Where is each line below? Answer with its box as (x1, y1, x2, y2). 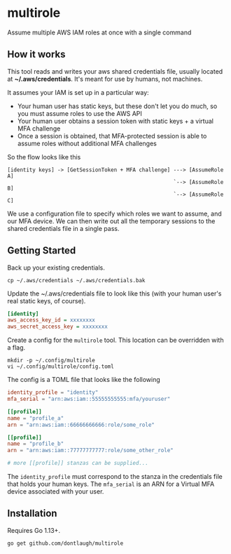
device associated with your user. (7, 487, 104, 496)
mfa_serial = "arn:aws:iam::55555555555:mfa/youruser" (7, 395, 171, 403)
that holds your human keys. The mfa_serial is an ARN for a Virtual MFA (7, 480, 215, 489)
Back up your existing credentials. (7, 263, 105, 272)
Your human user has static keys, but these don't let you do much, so (17, 102, 218, 110)
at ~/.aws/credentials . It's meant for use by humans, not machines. (7, 74, 203, 83)
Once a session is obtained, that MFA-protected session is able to (17, 131, 207, 140)
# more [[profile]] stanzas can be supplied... (7, 460, 149, 467)
